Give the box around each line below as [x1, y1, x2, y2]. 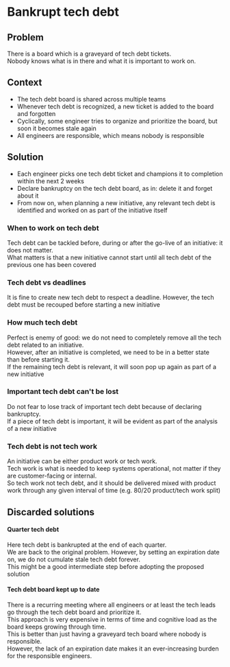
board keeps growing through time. [7, 622, 107, 631]
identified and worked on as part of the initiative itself [16, 206, 168, 214]
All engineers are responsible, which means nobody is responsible [16, 131, 205, 139]
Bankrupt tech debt [7, 4, 120, 20]
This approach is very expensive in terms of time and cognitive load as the [7, 615, 218, 623]
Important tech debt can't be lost [7, 387, 119, 397]
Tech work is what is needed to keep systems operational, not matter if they [7, 465, 221, 473]
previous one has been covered [7, 260, 97, 268]
